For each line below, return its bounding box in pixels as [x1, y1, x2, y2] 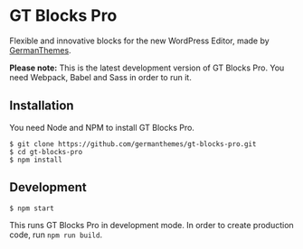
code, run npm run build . [9, 229, 102, 240]
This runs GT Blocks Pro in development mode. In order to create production [9, 219, 294, 230]
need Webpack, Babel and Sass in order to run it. [9, 71, 192, 82]
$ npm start [9, 204, 54, 213]
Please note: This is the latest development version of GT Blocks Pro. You [9, 62, 285, 73]
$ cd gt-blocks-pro [9, 147, 83, 156]
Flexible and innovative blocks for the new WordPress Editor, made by [9, 35, 270, 46]
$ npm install [9, 155, 63, 164]
